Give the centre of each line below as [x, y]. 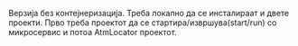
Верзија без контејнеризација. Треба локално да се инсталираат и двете [149, 13]
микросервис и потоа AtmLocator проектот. [93, 32]
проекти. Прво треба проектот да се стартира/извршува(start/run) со [143, 23]
